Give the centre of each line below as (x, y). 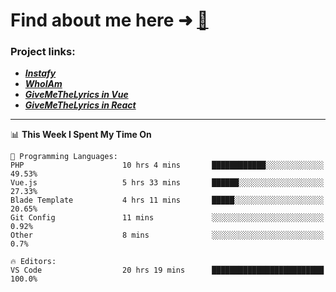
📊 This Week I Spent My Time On (81, 135)
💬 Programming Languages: (64, 157)
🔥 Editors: (33, 262)
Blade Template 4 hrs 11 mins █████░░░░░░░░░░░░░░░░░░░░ (167, 200)
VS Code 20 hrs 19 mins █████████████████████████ (167, 270)
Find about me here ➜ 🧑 (109, 20)
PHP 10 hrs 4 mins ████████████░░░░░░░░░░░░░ (167, 165)
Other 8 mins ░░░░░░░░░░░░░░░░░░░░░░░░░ (167, 235)
